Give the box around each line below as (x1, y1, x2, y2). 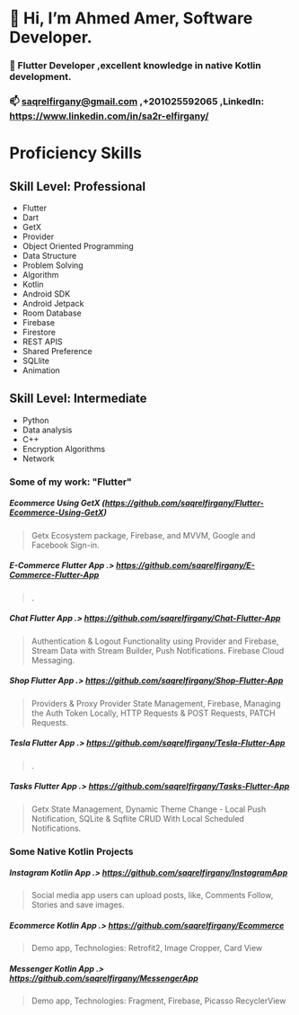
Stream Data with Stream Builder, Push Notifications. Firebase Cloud (31, 645, 285, 655)
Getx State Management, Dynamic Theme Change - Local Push (31, 804, 267, 815)
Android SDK (22, 289, 71, 299)
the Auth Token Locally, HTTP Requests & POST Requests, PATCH (31, 708, 276, 718)
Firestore (22, 327, 57, 338)
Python (22, 414, 49, 425)
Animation (22, 365, 60, 376)
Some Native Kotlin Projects (9, 845, 134, 858)
